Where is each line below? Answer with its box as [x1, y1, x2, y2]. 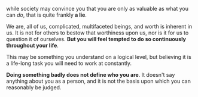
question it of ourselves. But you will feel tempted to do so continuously [6, 36, 187, 42]
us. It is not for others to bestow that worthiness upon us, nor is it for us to [6, 29, 189, 36]
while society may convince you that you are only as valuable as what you [6, 5, 189, 12]
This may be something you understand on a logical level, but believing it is [6, 54, 191, 60]
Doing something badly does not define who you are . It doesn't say [6, 71, 175, 78]
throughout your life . [6, 42, 59, 49]
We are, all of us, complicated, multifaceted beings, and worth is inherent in [6, 23, 193, 30]
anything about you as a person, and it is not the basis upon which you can [6, 77, 191, 85]
